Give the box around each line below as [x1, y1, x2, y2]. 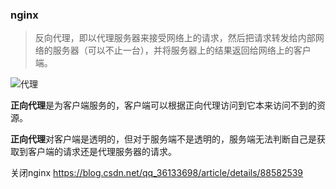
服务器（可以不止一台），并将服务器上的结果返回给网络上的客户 [52, 44, 312, 57]
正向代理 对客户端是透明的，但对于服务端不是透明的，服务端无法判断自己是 [10, 133, 317, 145]
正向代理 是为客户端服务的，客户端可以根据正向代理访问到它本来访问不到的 [10, 99, 317, 112]
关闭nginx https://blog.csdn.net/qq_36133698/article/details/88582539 [10, 167, 304, 179]
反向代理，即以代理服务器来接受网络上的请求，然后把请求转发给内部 [34, 32, 316, 44]
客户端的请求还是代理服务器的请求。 [27, 146, 177, 158]
